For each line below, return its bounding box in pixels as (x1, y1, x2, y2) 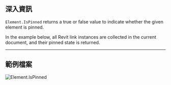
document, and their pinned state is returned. (5, 39, 100, 45)
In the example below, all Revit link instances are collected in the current (5, 34, 157, 40)
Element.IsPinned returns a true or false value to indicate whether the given (5, 18, 164, 24)
